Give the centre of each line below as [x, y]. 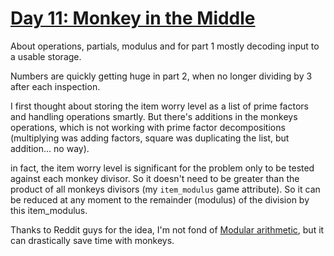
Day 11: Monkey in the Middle [133, 18]
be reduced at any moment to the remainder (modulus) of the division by [160, 199]
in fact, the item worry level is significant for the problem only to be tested [162, 168]
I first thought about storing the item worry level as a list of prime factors [159, 106]
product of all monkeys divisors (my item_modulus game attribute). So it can [165, 189]
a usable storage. [46, 56]
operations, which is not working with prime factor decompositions [148, 127]
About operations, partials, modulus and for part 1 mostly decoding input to [165, 46]
